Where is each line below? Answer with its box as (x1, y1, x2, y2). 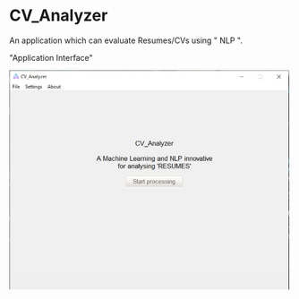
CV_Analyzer (9, 5, 108, 26)
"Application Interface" (9, 52, 93, 63)
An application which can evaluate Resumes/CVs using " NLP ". (9, 35, 243, 46)
